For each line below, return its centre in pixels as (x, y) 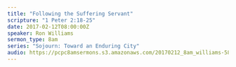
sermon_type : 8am (33, 40)
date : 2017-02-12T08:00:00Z (48, 27)
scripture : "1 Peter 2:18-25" (52, 20)
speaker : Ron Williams (40, 33)
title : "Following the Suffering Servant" (70, 14)
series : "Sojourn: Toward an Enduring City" (73, 46)
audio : (17, 53)
